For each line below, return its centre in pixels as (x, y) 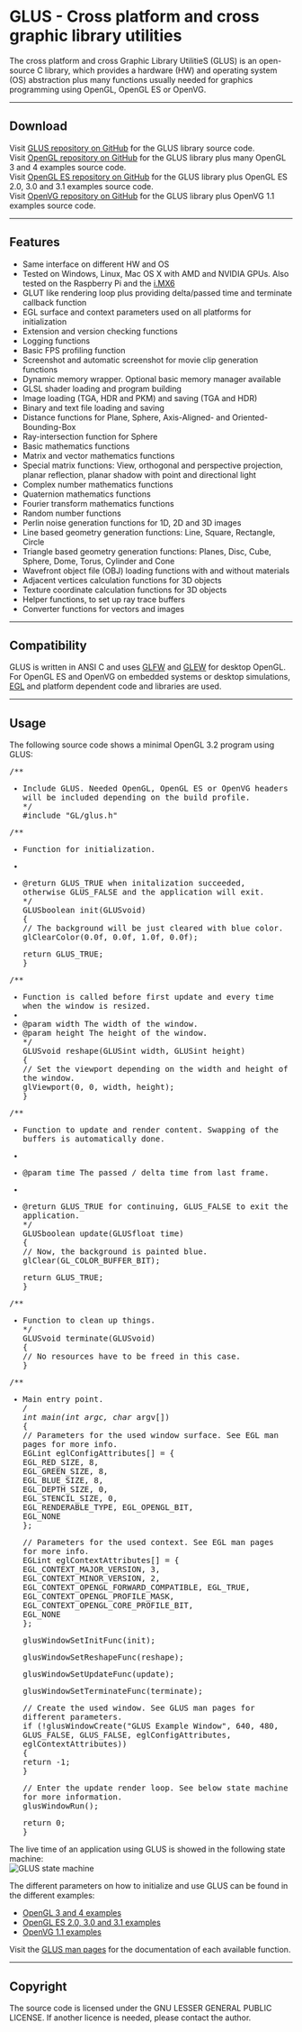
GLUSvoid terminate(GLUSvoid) (89, 1339)
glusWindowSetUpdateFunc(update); (98, 1675)
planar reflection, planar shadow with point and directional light (139, 474)
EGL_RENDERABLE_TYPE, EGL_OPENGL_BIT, (108, 1508)
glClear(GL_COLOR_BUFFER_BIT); (91, 1261)
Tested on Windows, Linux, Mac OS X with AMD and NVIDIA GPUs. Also (155, 273)
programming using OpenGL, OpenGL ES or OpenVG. (108, 89)
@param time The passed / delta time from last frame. (146, 1173)
